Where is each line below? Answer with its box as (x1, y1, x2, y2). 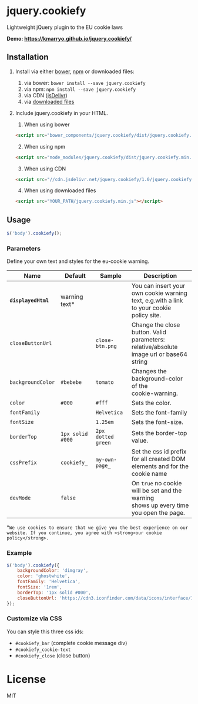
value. (131, 436, 149, 445)
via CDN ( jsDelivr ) (24, 91, 68, 98)
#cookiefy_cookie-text (15, 647, 71, 653)
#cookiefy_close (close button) (15, 652, 90, 659)
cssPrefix (9, 459, 37, 466)
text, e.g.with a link (131, 297, 183, 305)
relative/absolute (131, 343, 178, 351)
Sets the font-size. (131, 418, 184, 426)
